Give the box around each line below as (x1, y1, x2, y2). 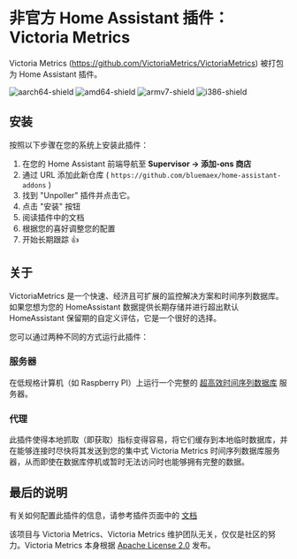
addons (21, 180, 47, 190)
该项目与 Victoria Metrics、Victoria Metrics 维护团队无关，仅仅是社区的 (9, 528, 268, 540)
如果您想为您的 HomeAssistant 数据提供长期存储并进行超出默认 (9, 302, 240, 312)
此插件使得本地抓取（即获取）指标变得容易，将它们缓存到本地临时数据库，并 (9, 434, 288, 445)
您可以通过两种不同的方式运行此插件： (9, 331, 148, 341)
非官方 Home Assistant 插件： (9, 8, 230, 28)
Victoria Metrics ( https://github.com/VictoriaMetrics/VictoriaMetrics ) (9, 57, 259, 68)
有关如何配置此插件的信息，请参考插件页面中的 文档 (9, 509, 197, 520)
